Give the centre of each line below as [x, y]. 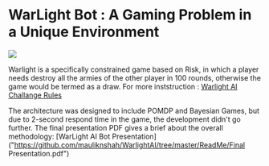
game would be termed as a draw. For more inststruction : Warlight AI [123, 86]
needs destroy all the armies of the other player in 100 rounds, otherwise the [134, 77]
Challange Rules [35, 95]
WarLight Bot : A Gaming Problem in [130, 15]
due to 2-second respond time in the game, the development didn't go [124, 119]
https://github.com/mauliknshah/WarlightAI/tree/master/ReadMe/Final [130, 145]
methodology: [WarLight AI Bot [59, 136]
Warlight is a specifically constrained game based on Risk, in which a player [134, 69]
